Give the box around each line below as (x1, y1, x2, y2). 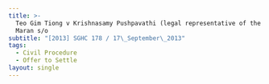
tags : (8, 42, 27, 50)
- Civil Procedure (15, 49, 78, 57)
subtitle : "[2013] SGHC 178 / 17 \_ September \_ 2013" (8, 34, 185, 42)
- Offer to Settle (15, 57, 78, 65)
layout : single (8, 64, 60, 72)
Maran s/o (15, 26, 48, 34)
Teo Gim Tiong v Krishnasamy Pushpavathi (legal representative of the (15, 19, 262, 27)
